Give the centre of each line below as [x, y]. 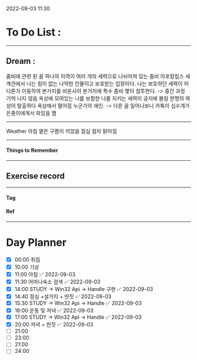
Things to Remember [32, 150]
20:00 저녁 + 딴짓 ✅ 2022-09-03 [54, 325]
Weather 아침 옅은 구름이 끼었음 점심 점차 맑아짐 [62, 131]
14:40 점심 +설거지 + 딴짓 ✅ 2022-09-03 [63, 296]
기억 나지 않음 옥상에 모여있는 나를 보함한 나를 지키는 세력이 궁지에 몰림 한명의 [95, 98]
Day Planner [36, 242]
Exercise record [35, 176]
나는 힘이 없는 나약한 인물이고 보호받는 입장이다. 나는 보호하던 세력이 [104, 83]
